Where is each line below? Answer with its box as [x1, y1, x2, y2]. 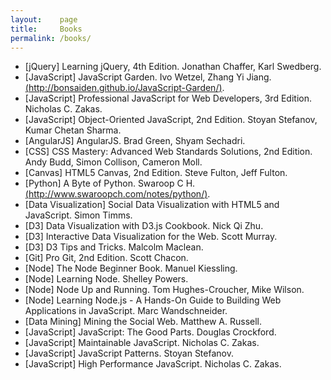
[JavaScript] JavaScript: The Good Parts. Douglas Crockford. [24, 326, 277, 338]
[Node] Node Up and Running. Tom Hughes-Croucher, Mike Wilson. [24, 284, 305, 296]
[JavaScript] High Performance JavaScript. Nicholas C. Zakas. [24, 358, 282, 370]
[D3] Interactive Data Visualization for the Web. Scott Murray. [24, 231, 278, 243]
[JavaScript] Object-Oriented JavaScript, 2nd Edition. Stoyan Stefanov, [24, 114, 318, 126]
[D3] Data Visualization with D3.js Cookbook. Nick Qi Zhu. [24, 220, 264, 232]
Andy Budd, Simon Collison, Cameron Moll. [24, 156, 203, 168]
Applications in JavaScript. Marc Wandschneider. [24, 305, 228, 317]
